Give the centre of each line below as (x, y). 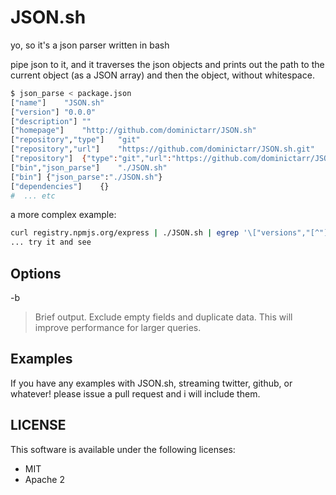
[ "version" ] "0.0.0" (53, 112)
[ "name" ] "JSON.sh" (57, 102)
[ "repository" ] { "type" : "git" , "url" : (91, 159)
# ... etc (33, 196)
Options (36, 273)
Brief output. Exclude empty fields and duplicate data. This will (163, 317)
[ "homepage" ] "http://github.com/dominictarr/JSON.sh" (133, 131)
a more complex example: (63, 215)
